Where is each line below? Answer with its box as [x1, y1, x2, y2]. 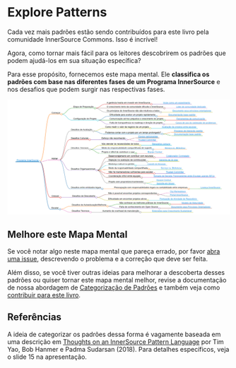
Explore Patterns [7, 4, 107, 20]
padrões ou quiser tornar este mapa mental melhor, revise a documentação [7, 276, 227, 285]
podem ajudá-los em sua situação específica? [7, 56, 141, 64]
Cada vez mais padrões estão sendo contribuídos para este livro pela [7, 28, 210, 36]
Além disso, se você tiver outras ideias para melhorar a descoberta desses [7, 268, 225, 277]
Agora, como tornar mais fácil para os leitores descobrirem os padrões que [7, 49, 226, 57]
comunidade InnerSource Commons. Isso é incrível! [7, 35, 158, 43]
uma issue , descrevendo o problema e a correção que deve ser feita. [7, 255, 208, 263]
